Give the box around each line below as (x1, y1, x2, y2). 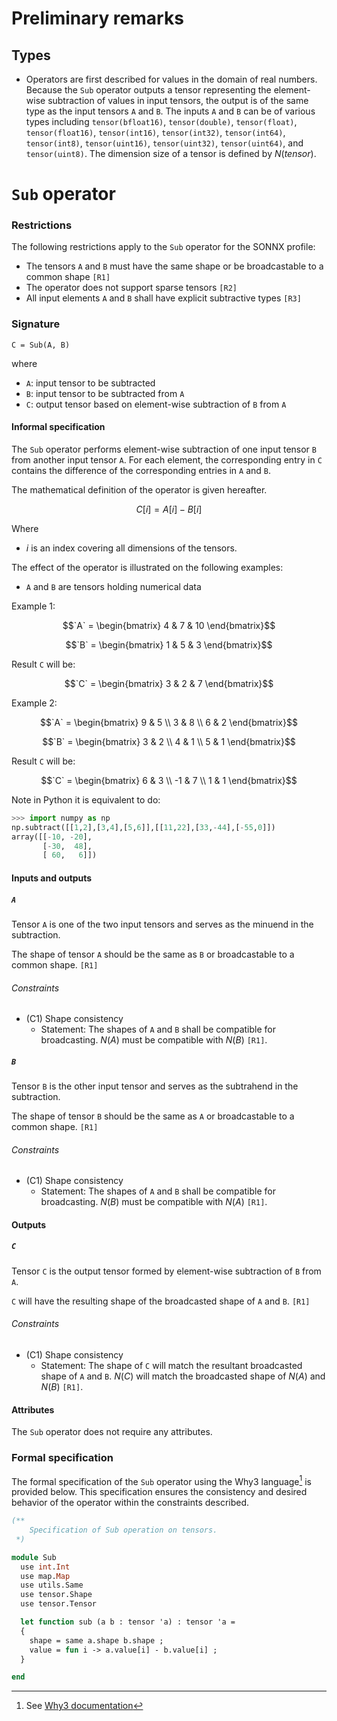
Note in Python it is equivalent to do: (11, 793, 161, 806)
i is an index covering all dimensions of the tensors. (25, 542, 238, 554)
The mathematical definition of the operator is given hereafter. (11, 483, 268, 496)
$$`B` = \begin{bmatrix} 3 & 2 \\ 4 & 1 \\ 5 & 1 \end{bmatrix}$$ (42, 735, 296, 747)
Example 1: (11, 600, 56, 612)
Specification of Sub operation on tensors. (29, 1525, 218, 1536)
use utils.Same (20, 1580, 84, 1591)
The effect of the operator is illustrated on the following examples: (11, 561, 284, 573)
